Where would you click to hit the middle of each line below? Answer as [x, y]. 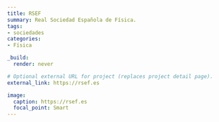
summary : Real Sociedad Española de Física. [72, 20]
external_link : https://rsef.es [53, 83]
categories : [24, 39]
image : [16, 95]
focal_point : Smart [41, 108]
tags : [15, 26]
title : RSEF [24, 13]
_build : [18, 58]
